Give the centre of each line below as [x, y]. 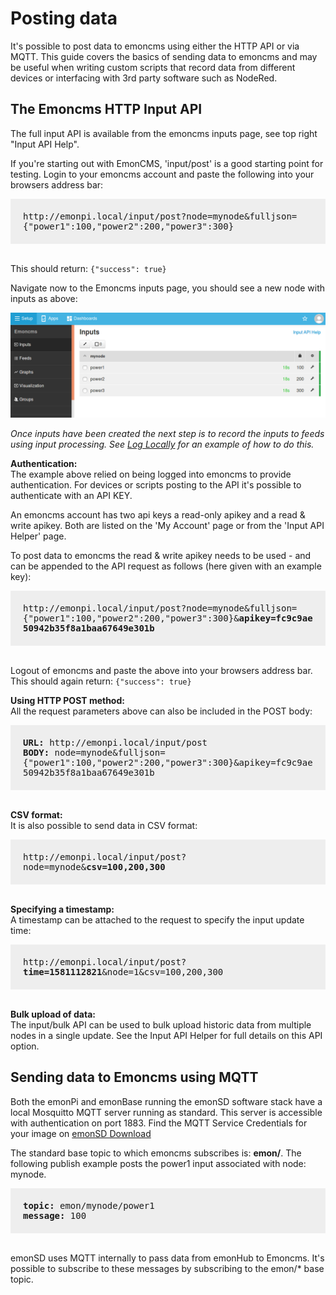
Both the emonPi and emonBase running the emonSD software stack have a [166, 1101]
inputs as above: [44, 298]
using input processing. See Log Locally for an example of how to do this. [162, 444]
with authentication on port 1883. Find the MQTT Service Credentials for [159, 1123]
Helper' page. [38, 536]
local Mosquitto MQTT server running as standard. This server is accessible [166, 1112]
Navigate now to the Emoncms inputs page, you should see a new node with [168, 288]
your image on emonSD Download [81, 1133]
